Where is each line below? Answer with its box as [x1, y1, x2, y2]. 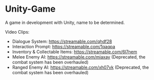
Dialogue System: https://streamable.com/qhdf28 [12, 38, 112, 44]
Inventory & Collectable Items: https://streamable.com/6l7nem [12, 49, 137, 55]
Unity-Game [5, 3, 56, 15]
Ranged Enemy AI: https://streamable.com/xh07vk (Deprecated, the [12, 64, 149, 70]
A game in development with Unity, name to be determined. [5, 20, 125, 25]
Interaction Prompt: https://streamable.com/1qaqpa [12, 43, 115, 49]
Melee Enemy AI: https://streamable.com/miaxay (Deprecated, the [12, 54, 146, 60]
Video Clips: [5, 29, 30, 35]
